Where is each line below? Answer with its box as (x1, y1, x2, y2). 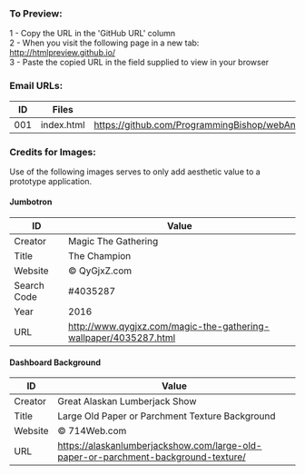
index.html (40, 118, 85, 131)
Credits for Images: (9, 145, 97, 158)
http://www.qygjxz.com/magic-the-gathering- (67, 321, 271, 333)
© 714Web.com (57, 425, 127, 438)
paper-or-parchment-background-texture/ (57, 450, 247, 463)
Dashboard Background (9, 357, 102, 368)
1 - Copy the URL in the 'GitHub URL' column (9, 28, 176, 39)
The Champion (67, 250, 132, 262)
